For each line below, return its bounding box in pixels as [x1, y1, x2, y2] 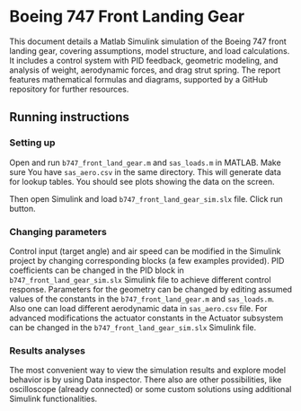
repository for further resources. [9, 83, 129, 94]
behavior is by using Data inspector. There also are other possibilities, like [9, 374, 282, 385]
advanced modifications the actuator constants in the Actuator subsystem [9, 312, 284, 323]
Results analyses [9, 344, 85, 356]
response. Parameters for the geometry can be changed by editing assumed [9, 284, 293, 294]
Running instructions [9, 109, 130, 125]
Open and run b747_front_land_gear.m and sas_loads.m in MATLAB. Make [9, 157, 281, 168]
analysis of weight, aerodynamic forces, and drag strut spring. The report [9, 65, 281, 75]
